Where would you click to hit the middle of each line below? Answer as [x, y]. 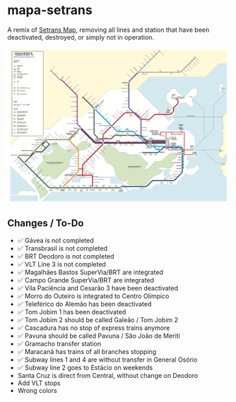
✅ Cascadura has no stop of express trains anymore [94, 328]
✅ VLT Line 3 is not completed [61, 264]
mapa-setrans [50, 10]
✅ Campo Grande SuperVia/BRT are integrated [85, 280]
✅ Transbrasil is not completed [63, 248]
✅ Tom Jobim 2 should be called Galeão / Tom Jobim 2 [98, 319]
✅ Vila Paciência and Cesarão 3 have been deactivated [98, 288]
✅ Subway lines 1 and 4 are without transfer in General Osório [107, 360]
